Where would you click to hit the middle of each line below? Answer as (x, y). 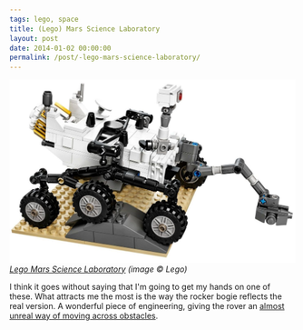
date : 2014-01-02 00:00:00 (60, 48)
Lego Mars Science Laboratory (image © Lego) (98, 269)
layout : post (34, 38)
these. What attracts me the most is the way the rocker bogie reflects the (146, 296)
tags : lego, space (44, 19)
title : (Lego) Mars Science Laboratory (85, 29)
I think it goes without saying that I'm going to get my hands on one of (140, 286)
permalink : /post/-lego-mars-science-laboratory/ (105, 58)
